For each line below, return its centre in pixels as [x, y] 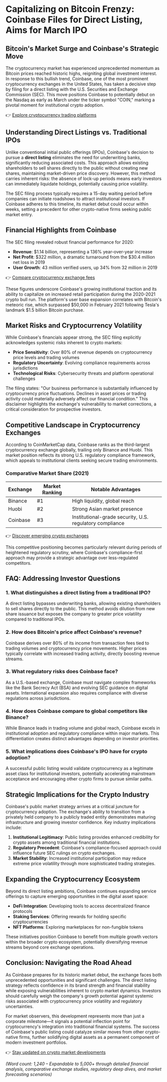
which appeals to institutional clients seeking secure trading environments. [82, 460]
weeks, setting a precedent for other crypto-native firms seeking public [79, 209]
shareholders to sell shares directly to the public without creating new [77, 168]
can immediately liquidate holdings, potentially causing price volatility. [77, 184]
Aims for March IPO [47, 30]
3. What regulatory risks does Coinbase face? [62, 672]
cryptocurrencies [30, 922]
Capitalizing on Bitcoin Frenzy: [70, 9]
